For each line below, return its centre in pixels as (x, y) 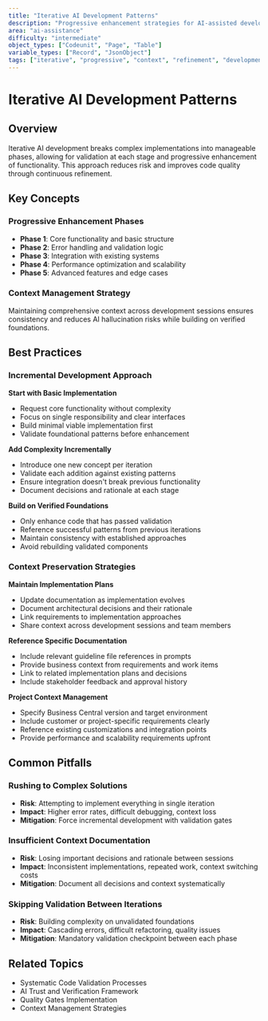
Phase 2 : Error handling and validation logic (91, 247)
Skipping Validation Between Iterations (85, 904)
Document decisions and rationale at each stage (99, 490)
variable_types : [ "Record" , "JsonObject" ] (80, 53)
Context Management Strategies (73, 1008)
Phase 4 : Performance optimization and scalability (102, 264)
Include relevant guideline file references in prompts (105, 656)
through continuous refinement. (61, 173)
